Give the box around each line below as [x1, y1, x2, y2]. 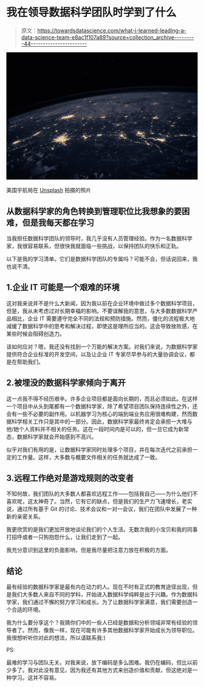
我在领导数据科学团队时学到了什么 [6, 5, 177, 19]
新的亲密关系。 [6, 513, 44, 520]
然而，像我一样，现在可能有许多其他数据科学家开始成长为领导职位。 [27, 627, 198, 634]
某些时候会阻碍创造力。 [6, 330, 65, 337]
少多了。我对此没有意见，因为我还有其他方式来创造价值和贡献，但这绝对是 [6, 666, 192, 674]
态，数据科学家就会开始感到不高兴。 [6, 433, 97, 440]
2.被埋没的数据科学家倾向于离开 [6, 378, 126, 388]
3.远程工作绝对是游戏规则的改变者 [6, 472, 134, 483]
